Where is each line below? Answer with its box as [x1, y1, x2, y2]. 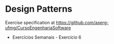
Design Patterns [5, 3, 73, 15]
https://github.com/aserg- [56, 20, 109, 25]
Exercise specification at [5, 20, 55, 25]
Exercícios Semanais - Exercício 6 [12, 34, 81, 40]
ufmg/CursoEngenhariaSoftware [5, 24, 71, 30]
